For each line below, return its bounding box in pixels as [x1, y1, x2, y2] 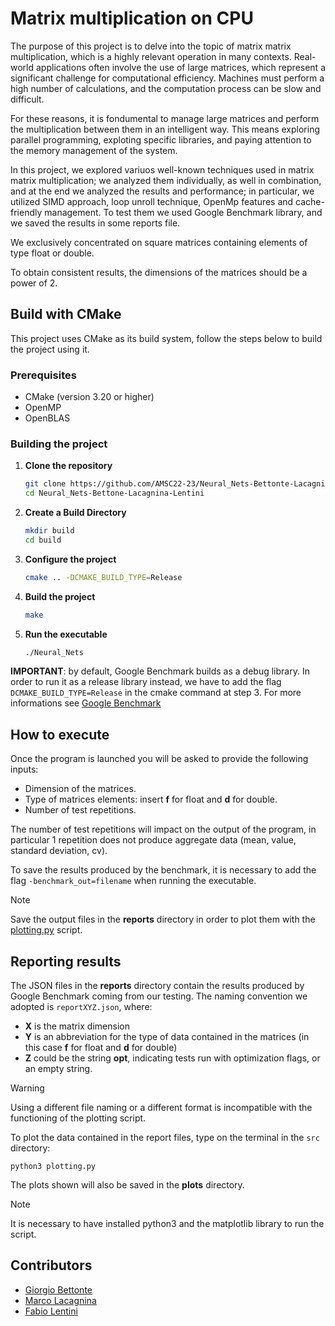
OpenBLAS [24, 412, 71, 424]
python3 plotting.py [10, 1162, 97, 1172]
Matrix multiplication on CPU [10, 7, 254, 30]
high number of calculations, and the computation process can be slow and [10, 82, 322, 94]
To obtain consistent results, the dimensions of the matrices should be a [10, 266, 308, 278]
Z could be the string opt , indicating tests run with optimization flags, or [24, 1052, 321, 1064]
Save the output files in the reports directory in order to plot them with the [10, 913, 316, 926]
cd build [24, 535, 62, 545]
